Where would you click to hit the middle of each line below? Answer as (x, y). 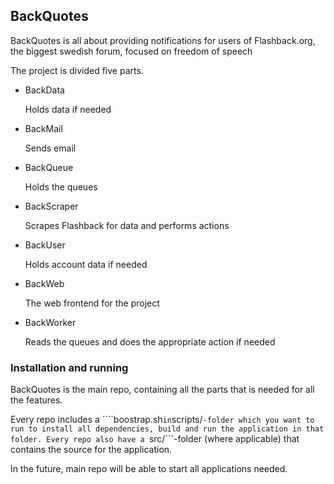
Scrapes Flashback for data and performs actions (127, 225)
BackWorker (50, 322)
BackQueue (49, 167)
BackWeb (44, 283)
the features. (36, 400)
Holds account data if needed (86, 264)
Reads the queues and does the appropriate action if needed (150, 341)
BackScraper (51, 206)
